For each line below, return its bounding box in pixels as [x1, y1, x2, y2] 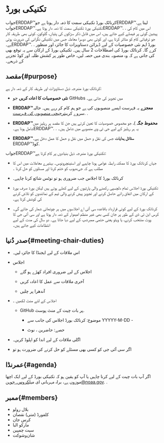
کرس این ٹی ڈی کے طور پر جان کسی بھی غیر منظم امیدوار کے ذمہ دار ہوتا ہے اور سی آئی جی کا [12, 211, 159, 217]
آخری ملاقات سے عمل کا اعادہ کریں [19, 278, 84, 284]
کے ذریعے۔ [5, 58, 24, 64]
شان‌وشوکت [12, 432, 36, 438]
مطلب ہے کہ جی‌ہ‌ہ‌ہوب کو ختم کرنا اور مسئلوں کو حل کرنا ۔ [12, 165, 103, 171]
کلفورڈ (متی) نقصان [12, 412, 49, 418]
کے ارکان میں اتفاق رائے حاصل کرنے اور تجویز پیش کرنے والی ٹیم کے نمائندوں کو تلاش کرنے [12, 190, 154, 196]
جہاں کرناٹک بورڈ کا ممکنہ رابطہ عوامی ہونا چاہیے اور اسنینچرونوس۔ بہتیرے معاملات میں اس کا [12, 160, 157, 166]
